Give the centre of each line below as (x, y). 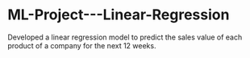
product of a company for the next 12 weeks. (82, 45)
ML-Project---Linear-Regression (119, 15)
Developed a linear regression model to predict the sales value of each (125, 37)
